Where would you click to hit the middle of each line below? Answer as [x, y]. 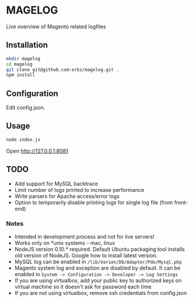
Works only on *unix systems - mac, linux [65, 243]
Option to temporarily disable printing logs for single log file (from [93, 202]
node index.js [23, 140]
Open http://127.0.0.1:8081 [37, 151]
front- [181, 202]
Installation [27, 45]
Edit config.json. [26, 108]
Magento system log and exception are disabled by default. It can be [97, 268]
